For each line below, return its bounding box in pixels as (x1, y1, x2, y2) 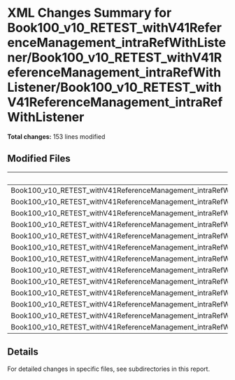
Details (7, 346, 38, 358)
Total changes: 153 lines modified (7, 132, 106, 141)
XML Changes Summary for (7, 5, 172, 21)
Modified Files (7, 153, 71, 165)
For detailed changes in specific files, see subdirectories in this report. (7, 365, 211, 373)
